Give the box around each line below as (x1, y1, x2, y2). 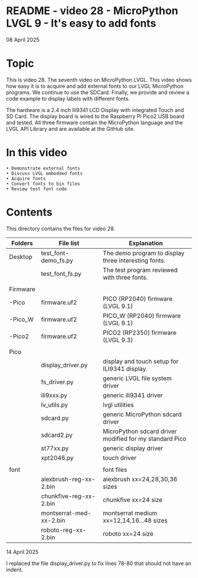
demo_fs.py (41, 256, 74, 265)
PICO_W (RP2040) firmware (103, 311, 181, 319)
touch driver (103, 454, 137, 462)
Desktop (9, 252, 32, 260)
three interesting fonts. (103, 256, 166, 265)
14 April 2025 (6, 548, 39, 555)
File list (58, 239, 80, 247)
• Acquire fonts (6, 176, 46, 181)
